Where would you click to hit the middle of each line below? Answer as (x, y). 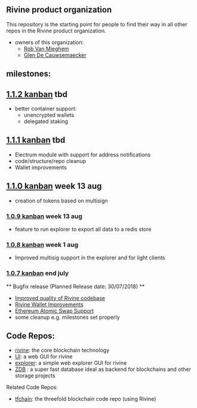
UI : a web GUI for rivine (44, 356)
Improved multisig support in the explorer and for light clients (90, 258)
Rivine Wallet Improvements (49, 304)
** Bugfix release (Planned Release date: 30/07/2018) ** (76, 286)
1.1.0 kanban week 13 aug (54, 186)
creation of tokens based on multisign (61, 201)
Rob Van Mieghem (46, 49)
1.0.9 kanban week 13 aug (44, 216)
